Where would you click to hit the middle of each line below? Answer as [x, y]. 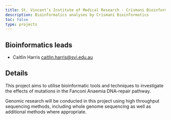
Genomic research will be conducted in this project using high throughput [82, 101]
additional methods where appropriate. [46, 112]
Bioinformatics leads [39, 45]
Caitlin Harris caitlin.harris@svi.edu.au [53, 57]
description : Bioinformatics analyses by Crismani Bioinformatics [77, 15]
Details [17, 73]
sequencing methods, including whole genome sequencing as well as [78, 106]
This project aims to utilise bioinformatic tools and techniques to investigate [84, 85]
